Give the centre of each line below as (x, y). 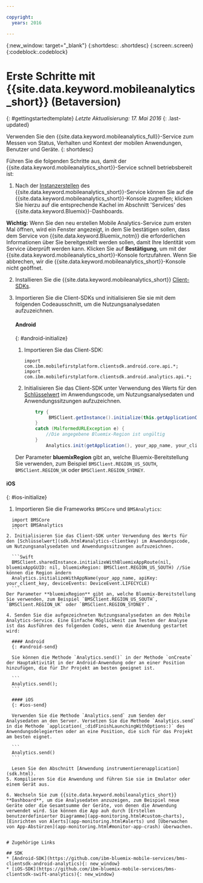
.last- (175, 118)
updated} (18, 125)
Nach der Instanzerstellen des (52, 186)
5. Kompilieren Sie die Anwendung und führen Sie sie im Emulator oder (98, 779)
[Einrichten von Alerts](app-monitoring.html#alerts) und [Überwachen (97, 821)
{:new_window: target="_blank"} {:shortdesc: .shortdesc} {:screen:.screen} (100, 45)
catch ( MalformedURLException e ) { (80, 429)
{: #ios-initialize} (27, 497)
